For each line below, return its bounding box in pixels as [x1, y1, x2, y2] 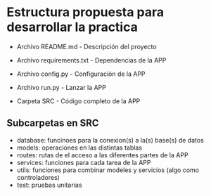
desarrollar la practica [6, 19, 138, 35]
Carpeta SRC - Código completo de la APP [16, 96, 141, 105]
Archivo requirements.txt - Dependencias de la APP [16, 55, 167, 64]
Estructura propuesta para [6, 4, 165, 20]
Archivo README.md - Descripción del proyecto [16, 42, 157, 51]
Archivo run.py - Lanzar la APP [16, 83, 107, 91]
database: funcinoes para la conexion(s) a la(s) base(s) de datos [16, 136, 205, 144]
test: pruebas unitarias [16, 181, 82, 189]
